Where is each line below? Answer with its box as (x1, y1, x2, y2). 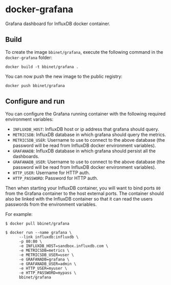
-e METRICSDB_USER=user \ (18, 252, 74, 257)
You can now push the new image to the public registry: (5, 73, 123, 79)
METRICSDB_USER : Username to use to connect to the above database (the (12, 137, 165, 143)
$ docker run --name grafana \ (5, 230, 72, 235)
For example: (5, 211, 33, 217)
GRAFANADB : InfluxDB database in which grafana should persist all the (12, 147, 156, 154)
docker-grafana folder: (5, 54, 53, 60)
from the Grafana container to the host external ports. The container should (5, 190, 164, 196)
